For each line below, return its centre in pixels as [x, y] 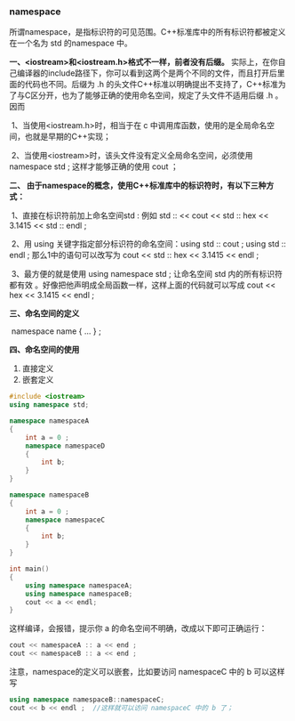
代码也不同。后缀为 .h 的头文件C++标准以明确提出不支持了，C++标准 [151, 85]
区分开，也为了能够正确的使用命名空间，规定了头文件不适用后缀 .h [152, 95]
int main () [29, 569]
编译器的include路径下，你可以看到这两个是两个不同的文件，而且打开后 [147, 73]
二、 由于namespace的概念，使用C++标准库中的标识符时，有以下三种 [138, 186]
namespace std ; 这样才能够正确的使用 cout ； [94, 166]
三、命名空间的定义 [44, 313]
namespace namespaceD [65, 446]
